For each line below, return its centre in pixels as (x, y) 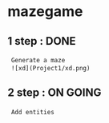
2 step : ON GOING (54, 93)
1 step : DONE (42, 41)
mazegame (45, 12)
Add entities (33, 112)
